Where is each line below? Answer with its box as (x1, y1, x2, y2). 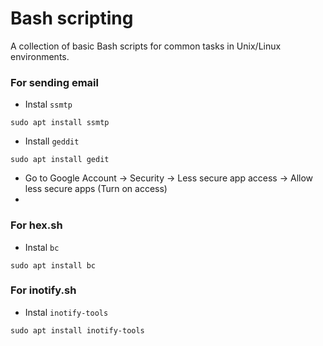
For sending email (10, 75, 99, 89)
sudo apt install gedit (10, 155, 110, 165)
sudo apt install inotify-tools (10, 325, 145, 336)
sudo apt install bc (10, 260, 97, 271)
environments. (10, 50, 70, 62)
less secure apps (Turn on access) (24, 183, 168, 195)
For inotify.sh (10, 283, 77, 297)
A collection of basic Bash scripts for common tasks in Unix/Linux (10, 40, 282, 52)
